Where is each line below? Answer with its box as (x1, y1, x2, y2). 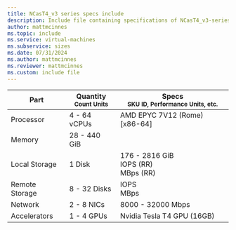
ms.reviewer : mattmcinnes (7, 62, 83, 69)
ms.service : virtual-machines (7, 36, 96, 43)
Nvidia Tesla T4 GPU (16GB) (119, 211, 215, 221)
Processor (11, 114, 45, 124)
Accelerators (11, 211, 53, 221)
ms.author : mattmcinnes (7, 56, 77, 63)
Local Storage (11, 159, 58, 169)
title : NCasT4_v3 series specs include (7, 10, 124, 18)
